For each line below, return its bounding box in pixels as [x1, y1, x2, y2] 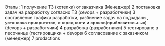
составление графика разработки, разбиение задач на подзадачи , [5, 15, 148, 20]
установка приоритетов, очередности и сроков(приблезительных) [5, 20, 147, 25]
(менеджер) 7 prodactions [5, 35, 61, 41]
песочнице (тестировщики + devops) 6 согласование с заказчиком [5, 30, 148, 36]
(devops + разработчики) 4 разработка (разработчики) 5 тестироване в [5, 25, 158, 31]
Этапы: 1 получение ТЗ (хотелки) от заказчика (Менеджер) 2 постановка [5, 4, 161, 10]
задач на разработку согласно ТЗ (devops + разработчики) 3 [5, 9, 136, 15]
